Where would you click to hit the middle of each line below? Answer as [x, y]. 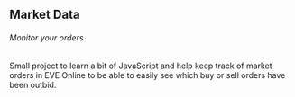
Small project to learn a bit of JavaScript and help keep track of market [141, 66]
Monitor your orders [46, 37]
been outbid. [33, 84]
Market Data [45, 15]
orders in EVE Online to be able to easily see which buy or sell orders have [147, 75]
